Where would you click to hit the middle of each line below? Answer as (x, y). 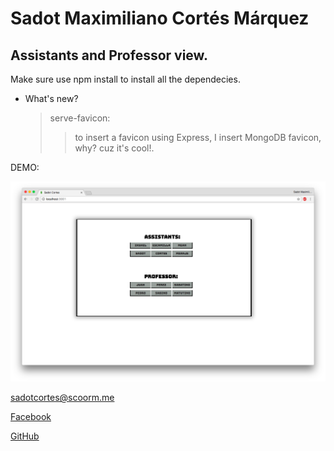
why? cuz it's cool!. (114, 148)
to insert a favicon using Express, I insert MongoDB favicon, (198, 137)
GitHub (25, 436)
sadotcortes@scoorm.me (62, 398)
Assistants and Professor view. (109, 55)
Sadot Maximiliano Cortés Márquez (160, 18)
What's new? (51, 98)
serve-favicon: (80, 118)
